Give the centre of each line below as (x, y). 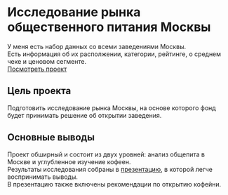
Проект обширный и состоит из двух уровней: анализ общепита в (106, 154)
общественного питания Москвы (109, 27)
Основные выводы (51, 137)
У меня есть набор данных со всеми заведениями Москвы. (97, 46)
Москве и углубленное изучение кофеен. (69, 161)
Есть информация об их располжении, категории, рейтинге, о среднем (114, 54)
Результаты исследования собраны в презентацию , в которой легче (110, 169)
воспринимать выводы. (43, 177)
